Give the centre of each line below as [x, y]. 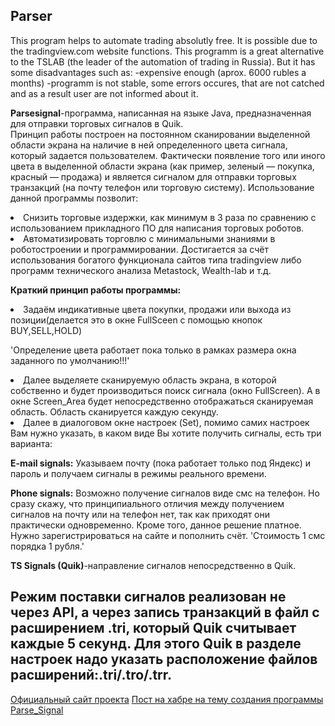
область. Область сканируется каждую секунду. [114, 411]
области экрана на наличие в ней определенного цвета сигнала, [149, 145]
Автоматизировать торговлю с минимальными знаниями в [149, 238]
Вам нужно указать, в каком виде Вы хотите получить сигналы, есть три [166, 433]
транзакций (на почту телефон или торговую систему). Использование [162, 187]
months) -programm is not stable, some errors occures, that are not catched [167, 83]
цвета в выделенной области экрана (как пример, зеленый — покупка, [162, 166]
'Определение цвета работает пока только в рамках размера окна [153, 350]
